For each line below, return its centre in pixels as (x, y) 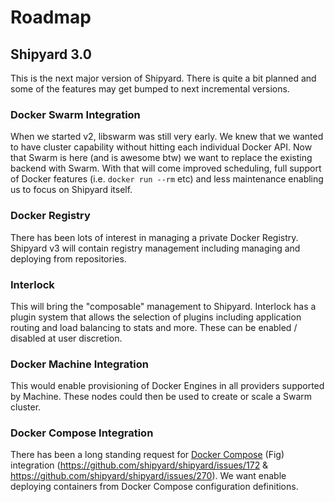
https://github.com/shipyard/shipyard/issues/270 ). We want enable (148, 476)
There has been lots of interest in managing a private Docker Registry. (154, 237)
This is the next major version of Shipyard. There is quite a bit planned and (163, 78)
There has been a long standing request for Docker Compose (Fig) (147, 455)
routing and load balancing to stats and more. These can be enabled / (154, 327)
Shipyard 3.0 (51, 54)
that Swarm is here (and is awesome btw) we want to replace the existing (161, 158)
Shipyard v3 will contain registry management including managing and (155, 248)
